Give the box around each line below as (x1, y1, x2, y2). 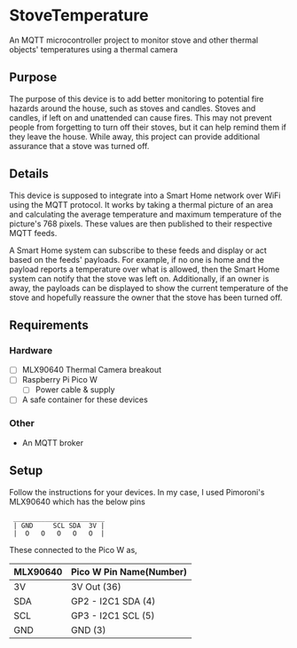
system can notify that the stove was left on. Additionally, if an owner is (9, 273, 270, 284)
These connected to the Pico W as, (9, 544, 137, 555)
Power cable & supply (35, 384, 115, 395)
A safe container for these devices (21, 394, 148, 405)
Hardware (9, 344, 53, 356)
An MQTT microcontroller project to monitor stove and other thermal (9, 35, 259, 45)
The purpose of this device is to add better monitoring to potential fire (9, 93, 264, 104)
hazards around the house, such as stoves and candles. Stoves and (9, 103, 256, 114)
